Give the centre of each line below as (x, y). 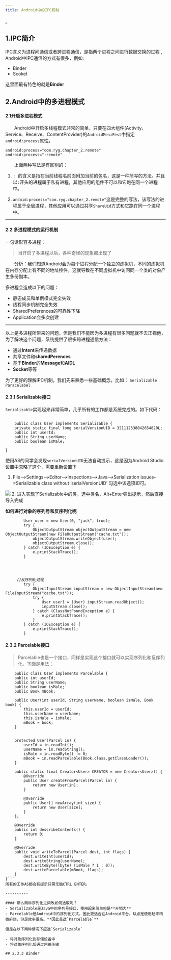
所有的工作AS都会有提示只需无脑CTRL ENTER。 (48, 885)
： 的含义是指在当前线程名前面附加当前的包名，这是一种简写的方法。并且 (89, 176)
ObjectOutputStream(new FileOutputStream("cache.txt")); (67, 534)
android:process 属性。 (29, 141)
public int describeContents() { (50, 830)
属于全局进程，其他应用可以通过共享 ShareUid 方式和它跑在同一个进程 (89, 206)
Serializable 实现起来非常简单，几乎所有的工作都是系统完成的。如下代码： (83, 409)
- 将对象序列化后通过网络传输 (32, 945)
